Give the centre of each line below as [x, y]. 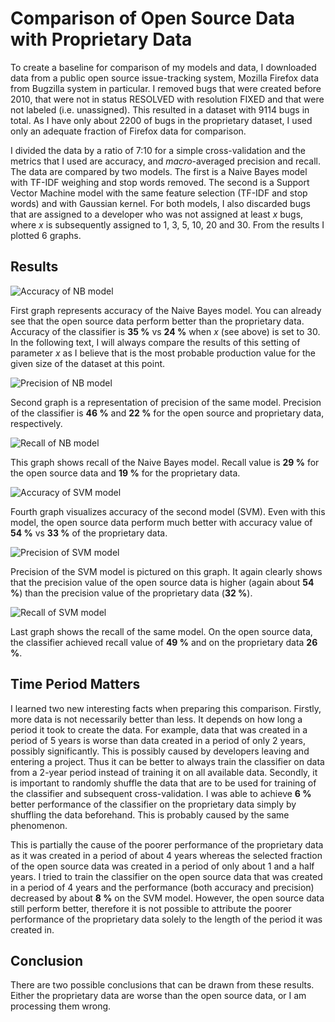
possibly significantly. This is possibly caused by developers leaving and [160, 751]
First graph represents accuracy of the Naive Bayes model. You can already [166, 310]
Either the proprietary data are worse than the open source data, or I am [158, 996]
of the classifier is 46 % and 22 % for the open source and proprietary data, [167, 413]
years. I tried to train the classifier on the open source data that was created [166, 876]
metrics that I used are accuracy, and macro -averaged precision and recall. [166, 161]
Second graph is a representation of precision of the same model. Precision [166, 402]
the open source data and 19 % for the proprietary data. [125, 473]
